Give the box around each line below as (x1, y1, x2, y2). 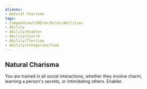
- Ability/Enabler (5, 29, 42, 34)
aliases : (5, 7, 23, 12)
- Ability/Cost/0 (5, 34, 40, 39)
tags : (5, 16, 16, 21)
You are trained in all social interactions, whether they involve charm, (5, 73, 143, 79)
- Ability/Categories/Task (5, 43, 59, 48)
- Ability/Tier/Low (5, 38, 44, 43)
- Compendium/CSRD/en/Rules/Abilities (5, 20, 83, 25)
